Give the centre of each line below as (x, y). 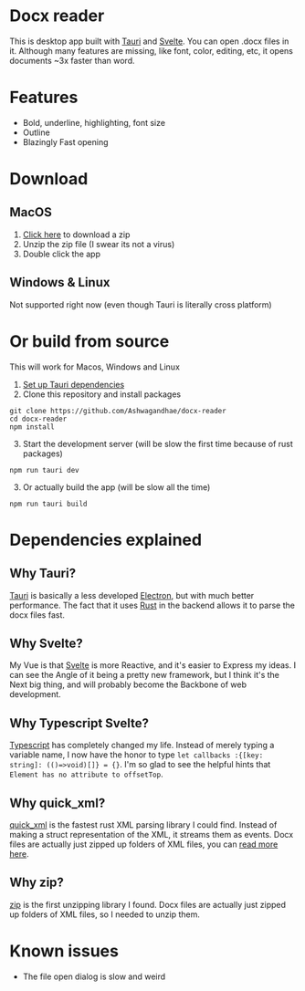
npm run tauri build (49, 504)
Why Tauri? (42, 574)
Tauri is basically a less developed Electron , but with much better (132, 595)
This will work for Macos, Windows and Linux (95, 367)
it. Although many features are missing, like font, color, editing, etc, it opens (152, 50)
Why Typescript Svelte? (79, 723)
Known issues (64, 951)
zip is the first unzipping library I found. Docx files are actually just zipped (147, 904)
